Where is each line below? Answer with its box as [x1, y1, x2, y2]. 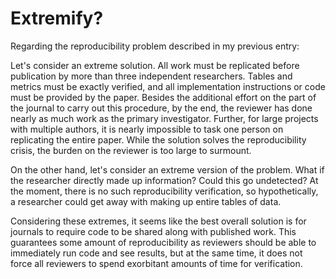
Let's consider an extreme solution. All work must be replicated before [10, 59, 300, 71]
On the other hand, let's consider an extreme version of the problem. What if [10, 163, 325, 176]
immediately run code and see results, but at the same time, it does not [10, 247, 303, 259]
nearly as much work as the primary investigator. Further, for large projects [10, 112, 319, 124]
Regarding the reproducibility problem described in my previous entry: [10, 40, 300, 52]
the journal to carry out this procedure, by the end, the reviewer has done [10, 102, 313, 114]
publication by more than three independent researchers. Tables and [10, 70, 293, 82]
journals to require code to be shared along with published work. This [10, 225, 297, 237]
